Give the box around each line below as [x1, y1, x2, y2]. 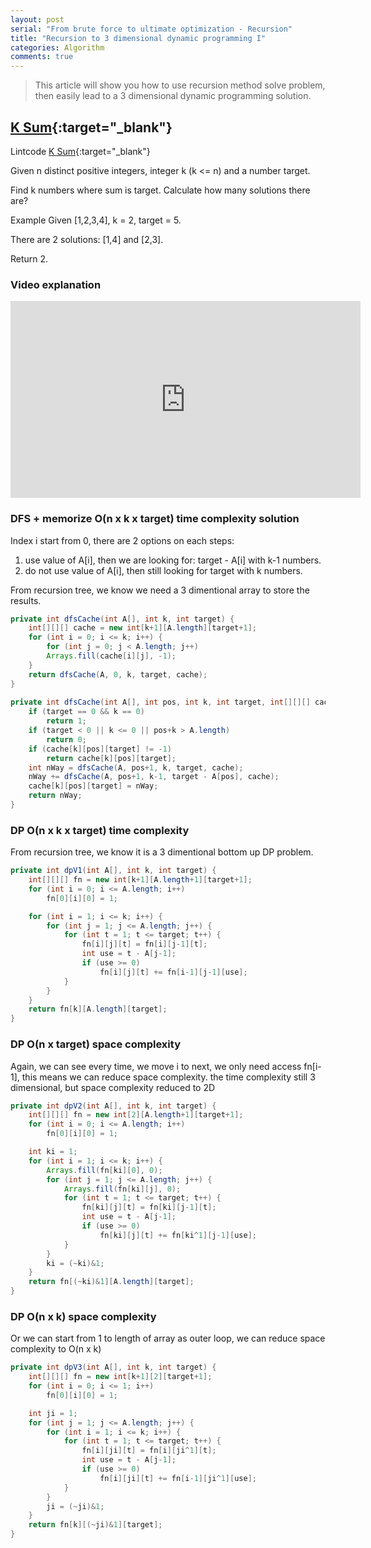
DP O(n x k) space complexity [10, 1309, 157, 1323]
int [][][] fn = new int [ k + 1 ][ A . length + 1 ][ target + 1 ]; [28, 875, 253, 885]
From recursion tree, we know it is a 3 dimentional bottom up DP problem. [10, 846, 314, 858]
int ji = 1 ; [28, 1408, 78, 1418]
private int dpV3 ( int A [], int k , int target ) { [10, 1362, 217, 1373]
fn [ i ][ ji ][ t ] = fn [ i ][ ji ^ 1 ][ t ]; [81, 1446, 217, 1456]
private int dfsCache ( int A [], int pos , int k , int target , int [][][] [10, 697, 311, 708]
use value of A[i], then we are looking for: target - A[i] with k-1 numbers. [24, 554, 322, 566]
